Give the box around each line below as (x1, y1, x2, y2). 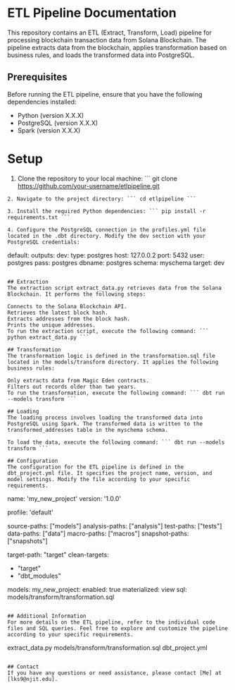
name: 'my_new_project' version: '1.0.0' (7, 494, 122, 502)
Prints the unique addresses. (7, 321, 96, 329)
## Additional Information (7, 612, 87, 619)
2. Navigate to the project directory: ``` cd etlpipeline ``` (7, 195, 197, 202)
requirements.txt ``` (7, 214, 71, 221)
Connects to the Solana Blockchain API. (7, 303, 128, 310)
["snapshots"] (7, 536, 48, 545)
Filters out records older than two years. (7, 383, 137, 390)
